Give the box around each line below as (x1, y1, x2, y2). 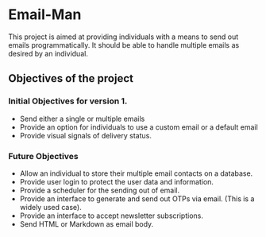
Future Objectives (8, 150, 79, 161)
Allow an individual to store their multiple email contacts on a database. (19, 169, 253, 178)
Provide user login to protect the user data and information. (19, 177, 214, 186)
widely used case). (19, 202, 82, 212)
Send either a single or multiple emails (19, 114, 145, 123)
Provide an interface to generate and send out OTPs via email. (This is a (19, 193, 255, 204)
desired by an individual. (8, 49, 89, 58)
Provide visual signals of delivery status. (19, 130, 152, 140)
